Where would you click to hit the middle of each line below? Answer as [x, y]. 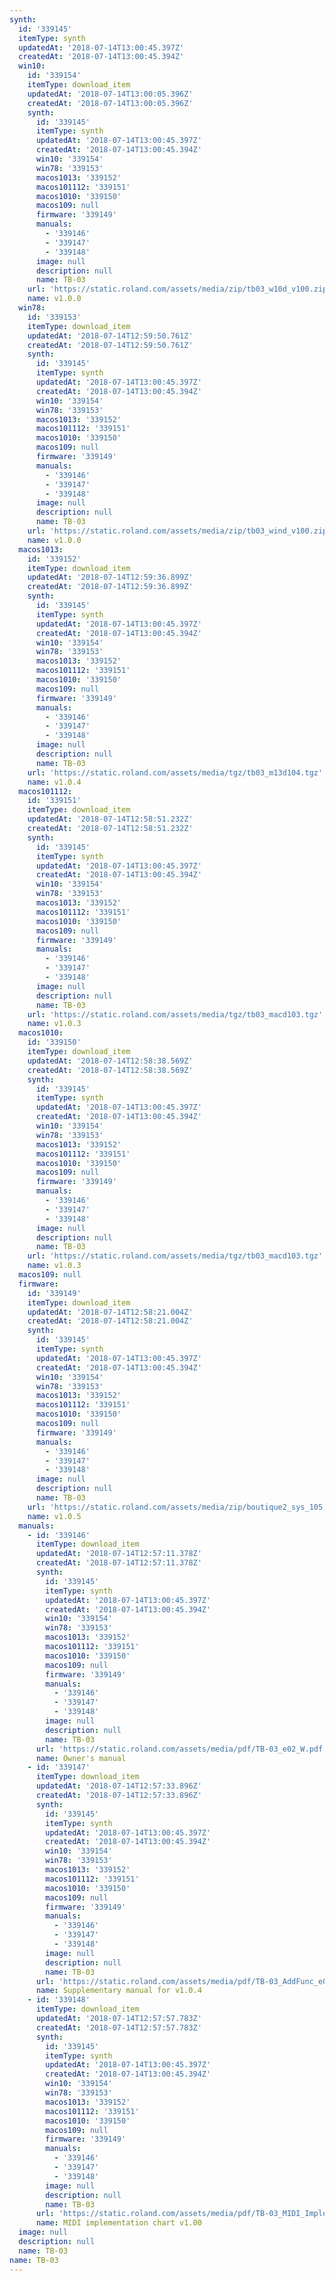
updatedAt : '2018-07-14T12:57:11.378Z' [118, 1554]
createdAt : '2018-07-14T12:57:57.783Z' [118, 2027]
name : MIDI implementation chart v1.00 [118, 2223]
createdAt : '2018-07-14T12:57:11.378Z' [118, 1563]
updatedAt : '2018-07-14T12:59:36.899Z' [110, 577]
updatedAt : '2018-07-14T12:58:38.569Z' [110, 1061]
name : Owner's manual [81, 1758]
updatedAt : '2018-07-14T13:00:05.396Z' [110, 94]
